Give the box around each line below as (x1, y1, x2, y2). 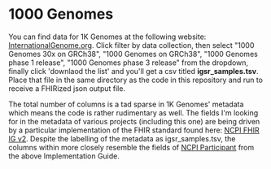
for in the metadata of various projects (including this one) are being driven (8, 116, 260, 126)
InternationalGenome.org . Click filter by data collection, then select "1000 (8, 40, 255, 50)
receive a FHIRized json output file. (8, 83, 126, 93)
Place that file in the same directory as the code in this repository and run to (8, 75, 263, 84)
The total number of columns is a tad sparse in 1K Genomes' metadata (8, 99, 244, 109)
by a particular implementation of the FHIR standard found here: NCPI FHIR (8, 125, 260, 135)
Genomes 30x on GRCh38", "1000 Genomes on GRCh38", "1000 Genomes (8, 49, 258, 58)
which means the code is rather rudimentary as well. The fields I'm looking (8, 107, 259, 118)
